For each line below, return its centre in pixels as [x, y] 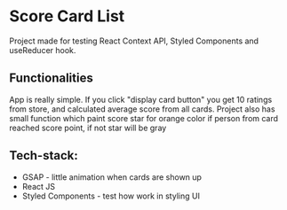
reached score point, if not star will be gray [88, 128]
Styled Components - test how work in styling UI [111, 196]
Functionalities [51, 78]
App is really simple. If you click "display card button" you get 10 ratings [141, 99]
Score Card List [67, 16]
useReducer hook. [43, 50]
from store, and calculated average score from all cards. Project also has [142, 109]
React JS [39, 186]
